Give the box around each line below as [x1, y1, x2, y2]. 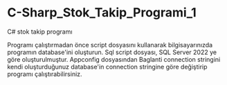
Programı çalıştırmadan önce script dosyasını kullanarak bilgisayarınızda [7, 40, 213, 49]
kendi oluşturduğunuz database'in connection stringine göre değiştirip [7, 62, 208, 71]
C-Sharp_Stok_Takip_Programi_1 [7, 5, 197, 21]
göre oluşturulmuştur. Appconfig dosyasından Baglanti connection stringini [7, 55, 221, 63]
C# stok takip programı [7, 27, 73, 36]
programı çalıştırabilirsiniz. [7, 70, 82, 78]
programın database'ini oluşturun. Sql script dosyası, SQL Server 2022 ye [7, 48, 217, 56]
